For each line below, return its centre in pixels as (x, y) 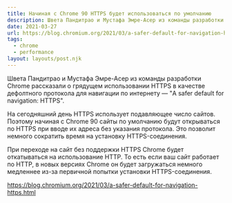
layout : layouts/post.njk (44, 59)
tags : (15, 39)
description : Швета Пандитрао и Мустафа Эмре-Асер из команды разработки (116, 20)
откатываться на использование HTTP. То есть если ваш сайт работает (113, 157)
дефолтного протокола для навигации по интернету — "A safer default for (116, 93)
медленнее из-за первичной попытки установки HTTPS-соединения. (109, 171)
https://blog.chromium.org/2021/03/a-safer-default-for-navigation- (103, 185)
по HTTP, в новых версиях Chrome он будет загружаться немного (105, 164)
